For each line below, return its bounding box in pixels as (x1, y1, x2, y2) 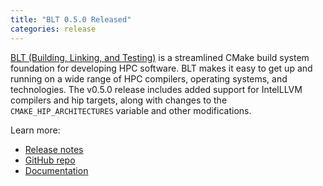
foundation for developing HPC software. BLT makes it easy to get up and (10, 62, 313, 74)
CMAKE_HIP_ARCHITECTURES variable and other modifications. (10, 104, 252, 116)
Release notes (24, 143, 84, 155)
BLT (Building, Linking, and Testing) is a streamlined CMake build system (10, 51, 310, 63)
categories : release (10, 24, 97, 34)
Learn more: (10, 124, 61, 136)
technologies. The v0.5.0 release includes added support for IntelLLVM (10, 83, 303, 95)
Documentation (24, 164, 89, 176)
